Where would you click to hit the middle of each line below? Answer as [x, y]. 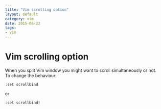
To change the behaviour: [31, 75]
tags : [11, 28]
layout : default [22, 14]
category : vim [20, 19]
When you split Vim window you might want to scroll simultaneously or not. [81, 70]
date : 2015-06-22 [23, 23]
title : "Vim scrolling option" [37, 10]
